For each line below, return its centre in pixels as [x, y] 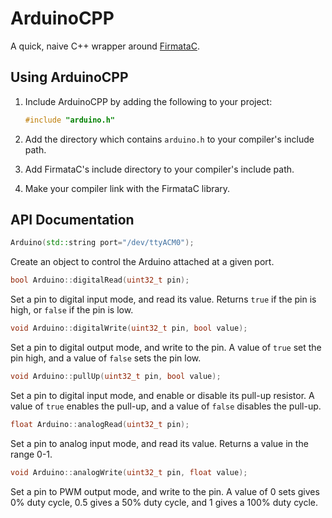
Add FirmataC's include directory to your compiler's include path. [159, 169]
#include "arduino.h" [69, 120]
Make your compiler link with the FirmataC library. [127, 188]
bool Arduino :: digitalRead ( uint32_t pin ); [100, 280]
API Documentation [72, 220]
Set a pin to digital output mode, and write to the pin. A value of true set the [166, 348]
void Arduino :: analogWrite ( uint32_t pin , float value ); [129, 472]
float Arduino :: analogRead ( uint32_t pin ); [100, 424]
